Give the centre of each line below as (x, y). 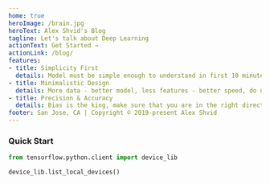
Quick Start (31, 141)
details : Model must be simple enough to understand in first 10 (127, 76)
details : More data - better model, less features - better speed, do (136, 90)
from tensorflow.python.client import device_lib (93, 157)
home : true (27, 16)
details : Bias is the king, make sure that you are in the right (127, 105)
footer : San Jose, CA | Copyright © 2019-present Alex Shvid (113, 113)
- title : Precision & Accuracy (61, 98)
